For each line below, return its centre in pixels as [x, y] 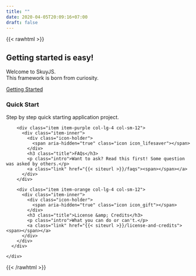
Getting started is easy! [50, 57]
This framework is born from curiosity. [52, 78]
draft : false [22, 22]
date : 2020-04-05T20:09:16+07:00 [47, 17]
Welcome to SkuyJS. [31, 72]
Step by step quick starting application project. [62, 117]
